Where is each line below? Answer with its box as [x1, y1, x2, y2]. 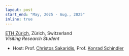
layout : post [5, 7, 33, 12]
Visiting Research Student [5, 35, 60, 41]
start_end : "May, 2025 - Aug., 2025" [5, 12, 85, 17]
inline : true [5, 16, 33, 21]
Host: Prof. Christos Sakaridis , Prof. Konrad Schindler [12, 45, 124, 51]
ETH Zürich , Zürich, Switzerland [5, 30, 72, 36]
